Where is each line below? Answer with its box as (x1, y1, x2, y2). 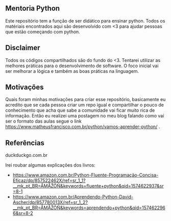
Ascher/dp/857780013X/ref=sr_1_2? (12, 199, 88, 206)
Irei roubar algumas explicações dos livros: (5, 162, 95, 168)
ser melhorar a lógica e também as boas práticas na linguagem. (5, 68, 139, 74)
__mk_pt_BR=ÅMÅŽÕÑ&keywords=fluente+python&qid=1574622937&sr (12, 183, 164, 189)
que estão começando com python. (5, 28, 80, 35)
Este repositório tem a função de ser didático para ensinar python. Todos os (5, 17, 165, 24)
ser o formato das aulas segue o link (5, 118, 82, 125)
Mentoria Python (5, 4, 60, 13)
